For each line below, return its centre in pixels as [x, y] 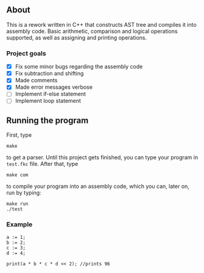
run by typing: [24, 193]
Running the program [47, 120]
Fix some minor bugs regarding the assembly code [79, 67]
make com [17, 175]
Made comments [36, 80]
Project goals [26, 53]
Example [19, 224]
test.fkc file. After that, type [42, 164]
